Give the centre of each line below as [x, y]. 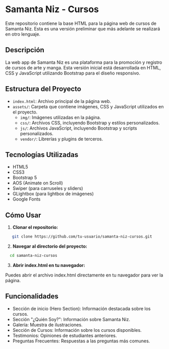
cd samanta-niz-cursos [34, 256]
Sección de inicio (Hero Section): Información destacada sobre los [81, 308]
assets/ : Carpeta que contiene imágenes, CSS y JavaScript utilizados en [88, 106]
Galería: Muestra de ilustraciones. [47, 325]
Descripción [25, 50]
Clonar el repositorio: [35, 227]
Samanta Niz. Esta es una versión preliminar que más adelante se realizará [83, 28]
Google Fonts [26, 199]
